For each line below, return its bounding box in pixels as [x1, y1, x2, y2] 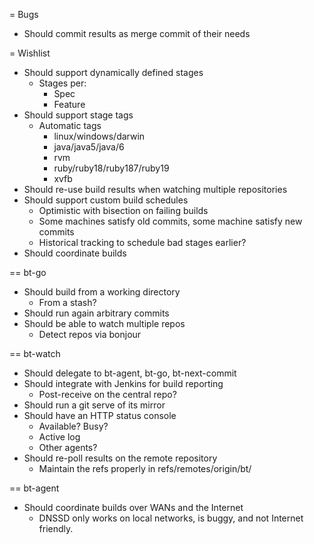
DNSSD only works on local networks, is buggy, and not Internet [38, 512, 304, 524]
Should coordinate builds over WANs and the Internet [23, 502, 244, 513]
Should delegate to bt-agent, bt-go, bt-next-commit [23, 367, 237, 379]
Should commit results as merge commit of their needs [23, 28, 251, 39]
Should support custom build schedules [23, 194, 189, 206]
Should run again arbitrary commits [23, 307, 170, 319]
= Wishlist [9, 47, 51, 59]
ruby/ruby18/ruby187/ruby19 [53, 162, 170, 174]
